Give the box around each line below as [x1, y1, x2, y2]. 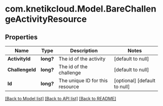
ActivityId [7, 56, 31, 62]
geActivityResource [5, 14, 87, 25]
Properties [5, 33, 38, 41]
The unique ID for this [58, 77, 108, 84]
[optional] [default [114, 77, 156, 84]
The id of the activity [58, 56, 106, 62]
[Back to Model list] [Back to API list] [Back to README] [5, 96, 116, 101]
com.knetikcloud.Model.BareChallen [5, 3, 157, 15]
